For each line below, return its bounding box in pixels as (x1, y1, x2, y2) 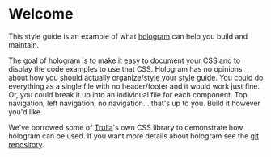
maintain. (8, 39, 39, 49)
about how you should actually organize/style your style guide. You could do (8, 72, 264, 82)
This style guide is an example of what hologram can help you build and (8, 31, 248, 41)
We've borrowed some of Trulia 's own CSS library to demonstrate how (8, 122, 243, 132)
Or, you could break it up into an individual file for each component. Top (8, 89, 248, 99)
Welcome (8, 5, 74, 23)
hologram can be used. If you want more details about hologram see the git (8, 130, 260, 141)
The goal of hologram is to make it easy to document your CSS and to (8, 56, 241, 65)
